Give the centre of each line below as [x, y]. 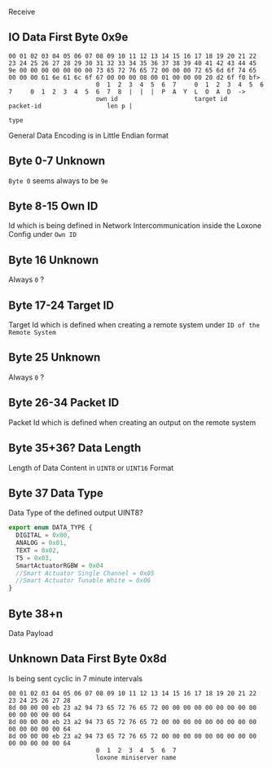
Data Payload [31, 633]
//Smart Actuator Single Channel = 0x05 [85, 573]
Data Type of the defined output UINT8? [76, 513]
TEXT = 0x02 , [38, 550]
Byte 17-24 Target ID [61, 305]
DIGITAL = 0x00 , [43, 535]
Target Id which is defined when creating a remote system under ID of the [134, 325]
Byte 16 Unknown [54, 260]
